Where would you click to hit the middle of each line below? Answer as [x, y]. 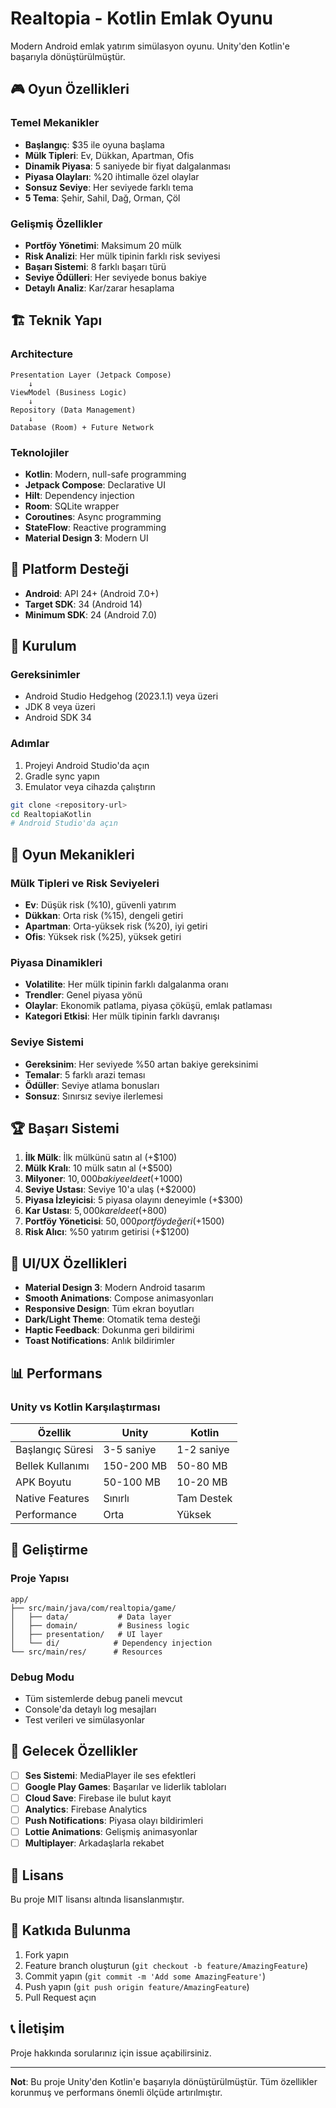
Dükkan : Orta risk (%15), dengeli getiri [104, 916]
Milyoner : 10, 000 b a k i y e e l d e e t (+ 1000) [103, 1179]
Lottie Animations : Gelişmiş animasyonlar [111, 1832]
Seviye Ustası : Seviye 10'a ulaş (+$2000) [110, 1189]
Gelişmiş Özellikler [56, 224]
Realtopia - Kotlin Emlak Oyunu [142, 18]
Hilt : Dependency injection [79, 495]
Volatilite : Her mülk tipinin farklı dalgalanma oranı [126, 984]
